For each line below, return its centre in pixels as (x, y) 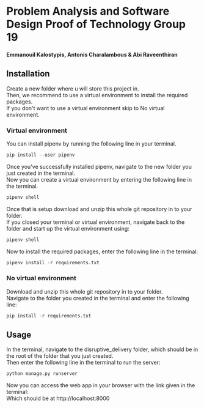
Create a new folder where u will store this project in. (73, 88)
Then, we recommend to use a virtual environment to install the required (97, 95)
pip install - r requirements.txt (49, 316)
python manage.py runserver (42, 374)
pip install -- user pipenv (41, 155)
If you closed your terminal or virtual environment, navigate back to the (96, 222)
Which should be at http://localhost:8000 (58, 398)
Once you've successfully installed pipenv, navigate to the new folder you (99, 166)
